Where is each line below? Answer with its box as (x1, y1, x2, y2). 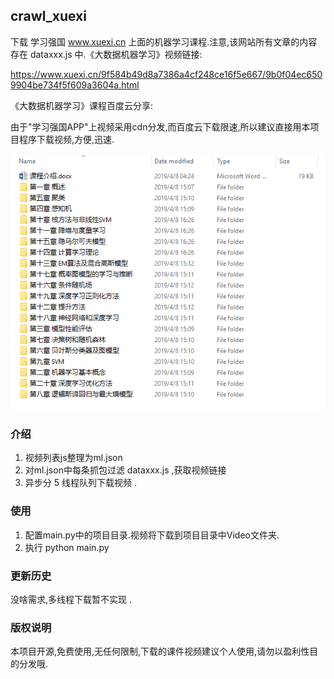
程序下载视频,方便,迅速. (18, 133, 115, 145)
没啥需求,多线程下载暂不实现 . (10, 593, 133, 605)
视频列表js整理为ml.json (24, 452, 123, 464)
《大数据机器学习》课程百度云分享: (10, 99, 154, 111)
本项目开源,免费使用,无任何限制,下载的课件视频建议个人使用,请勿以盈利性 (10, 645, 310, 658)
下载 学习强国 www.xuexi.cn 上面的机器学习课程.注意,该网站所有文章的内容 (10, 35, 318, 48)
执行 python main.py (24, 541, 110, 553)
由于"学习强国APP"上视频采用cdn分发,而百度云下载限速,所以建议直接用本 (10, 120, 311, 133)
